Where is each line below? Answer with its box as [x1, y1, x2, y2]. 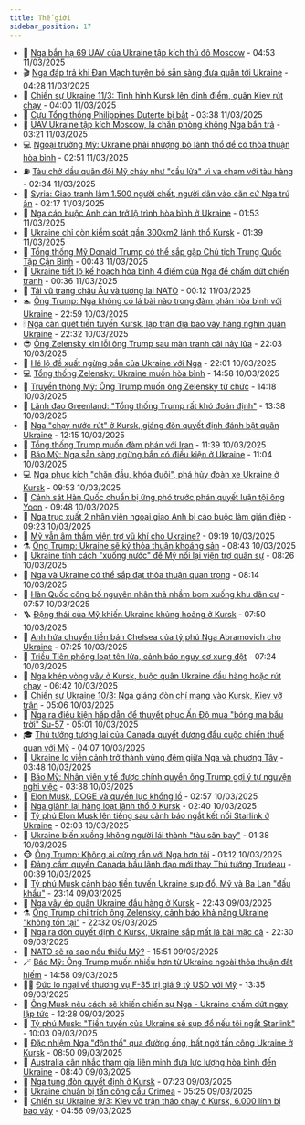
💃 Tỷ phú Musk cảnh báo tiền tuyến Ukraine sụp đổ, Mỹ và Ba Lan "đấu [22, 878, 291, 888]
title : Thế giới [9, 13, 71, 23]
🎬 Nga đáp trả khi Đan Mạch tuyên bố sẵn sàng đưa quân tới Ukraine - [22, 67, 289, 78]
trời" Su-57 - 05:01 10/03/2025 [22, 719, 139, 730]
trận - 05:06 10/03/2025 [22, 699, 115, 710]
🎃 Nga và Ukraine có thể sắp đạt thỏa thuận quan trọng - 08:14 [22, 569, 260, 580]
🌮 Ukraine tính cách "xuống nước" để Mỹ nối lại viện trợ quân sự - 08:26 [22, 550, 295, 561]
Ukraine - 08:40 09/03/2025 [22, 1066, 131, 1078]
